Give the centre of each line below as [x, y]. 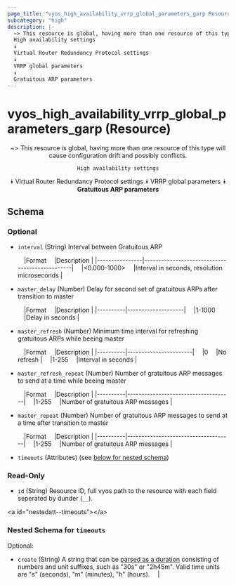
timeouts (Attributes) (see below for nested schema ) [93, 458]
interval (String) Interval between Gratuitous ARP [90, 247]
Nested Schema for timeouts [57, 530]
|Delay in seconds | [51, 317]
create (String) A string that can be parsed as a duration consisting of [118, 559]
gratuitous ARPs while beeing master [71, 338]
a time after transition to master [63, 423]
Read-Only [26, 475]
